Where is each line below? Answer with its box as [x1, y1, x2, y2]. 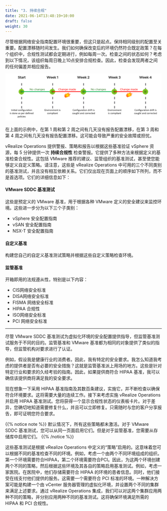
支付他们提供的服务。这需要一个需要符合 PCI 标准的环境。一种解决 [18, 476, 154, 482]
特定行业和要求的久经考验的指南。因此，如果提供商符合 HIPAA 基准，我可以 [5, 369, 160, 375]
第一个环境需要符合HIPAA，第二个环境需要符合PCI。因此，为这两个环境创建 [5, 457, 161, 463]
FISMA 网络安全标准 [12, 299, 54, 306]
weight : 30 [5, 24, 28, 29]
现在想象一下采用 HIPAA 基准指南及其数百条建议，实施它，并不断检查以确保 [5, 386, 160, 392]
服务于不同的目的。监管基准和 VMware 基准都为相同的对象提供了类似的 [9, 340, 156, 346]
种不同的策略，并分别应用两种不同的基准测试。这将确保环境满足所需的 [5, 494, 149, 500]
